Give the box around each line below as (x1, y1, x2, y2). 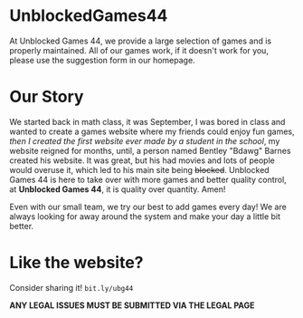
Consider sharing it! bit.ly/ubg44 (9, 282, 134, 293)
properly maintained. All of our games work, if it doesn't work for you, (9, 44, 270, 55)
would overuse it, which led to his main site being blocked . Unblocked (9, 164, 270, 175)
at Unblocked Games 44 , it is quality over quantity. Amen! (9, 183, 226, 195)
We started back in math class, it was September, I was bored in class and (9, 116, 286, 127)
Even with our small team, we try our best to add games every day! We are (9, 201, 287, 212)
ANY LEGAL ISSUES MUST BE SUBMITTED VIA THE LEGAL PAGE (9, 300, 255, 311)
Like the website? (9, 253, 144, 273)
